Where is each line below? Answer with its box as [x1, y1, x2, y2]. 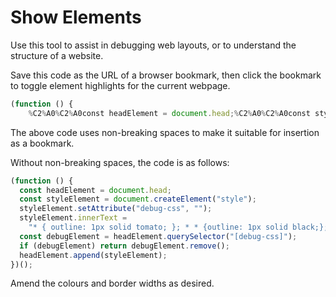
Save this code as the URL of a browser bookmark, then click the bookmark [10, 69, 322, 81]
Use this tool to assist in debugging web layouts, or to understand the [10, 39, 297, 51]
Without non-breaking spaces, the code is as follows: [10, 156, 230, 168]
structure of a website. [10, 49, 104, 61]
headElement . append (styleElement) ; [19, 250, 168, 260]
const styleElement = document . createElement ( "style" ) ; [19, 194, 257, 205]
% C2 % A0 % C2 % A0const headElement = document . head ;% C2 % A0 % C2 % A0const [28, 108, 311, 118]
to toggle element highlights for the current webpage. [10, 79, 231, 91]
